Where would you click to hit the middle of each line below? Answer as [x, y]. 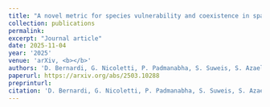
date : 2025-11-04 [37, 46]
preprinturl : [30, 83]
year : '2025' [30, 53]
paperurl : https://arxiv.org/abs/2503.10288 [84, 76]
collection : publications [51, 23]
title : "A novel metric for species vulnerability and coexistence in [129, 16]
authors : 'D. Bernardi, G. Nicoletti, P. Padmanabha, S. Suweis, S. [125, 68]
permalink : [27, 31]
